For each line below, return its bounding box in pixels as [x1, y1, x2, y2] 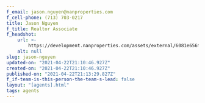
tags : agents [6, 88, 40, 94]
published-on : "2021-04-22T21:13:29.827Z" [6, 71, 116, 77]
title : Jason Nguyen [6, 20, 59, 26]
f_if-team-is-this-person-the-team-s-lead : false [6, 76, 135, 82]
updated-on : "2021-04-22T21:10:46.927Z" [6, 59, 111, 65]
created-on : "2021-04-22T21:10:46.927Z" [6, 65, 111, 71]
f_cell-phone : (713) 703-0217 [6, 15, 84, 21]
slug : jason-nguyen [6, 54, 56, 60]
